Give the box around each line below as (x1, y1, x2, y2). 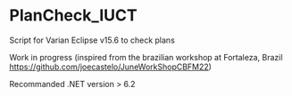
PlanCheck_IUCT (9, 5, 138, 26)
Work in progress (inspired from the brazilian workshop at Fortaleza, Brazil (9, 52, 283, 62)
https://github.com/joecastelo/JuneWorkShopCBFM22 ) (9, 61, 213, 72)
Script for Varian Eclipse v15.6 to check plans (9, 35, 176, 45)
